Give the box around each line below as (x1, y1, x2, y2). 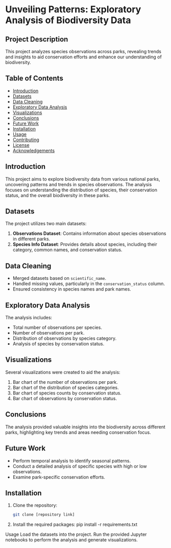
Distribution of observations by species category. (12, 335, 117, 341)
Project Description (5, 35, 68, 43)
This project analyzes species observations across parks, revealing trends (5, 49, 162, 54)
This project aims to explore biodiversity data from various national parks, (5, 176, 160, 182)
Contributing (12, 137, 39, 143)
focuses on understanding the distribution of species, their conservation (5, 187, 157, 193)
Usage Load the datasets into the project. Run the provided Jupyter (5, 531, 147, 538)
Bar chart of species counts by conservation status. (12, 390, 121, 396)
